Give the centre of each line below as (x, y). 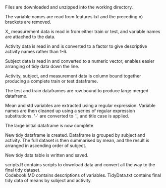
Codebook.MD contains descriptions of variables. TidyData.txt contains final (83, 175)
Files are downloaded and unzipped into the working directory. (69, 7)
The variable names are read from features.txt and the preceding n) (74, 17)
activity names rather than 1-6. (36, 52)
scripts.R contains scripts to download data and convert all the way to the (80, 165)
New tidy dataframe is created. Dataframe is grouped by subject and (75, 135)
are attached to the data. (30, 37)
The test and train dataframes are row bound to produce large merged (77, 91)
